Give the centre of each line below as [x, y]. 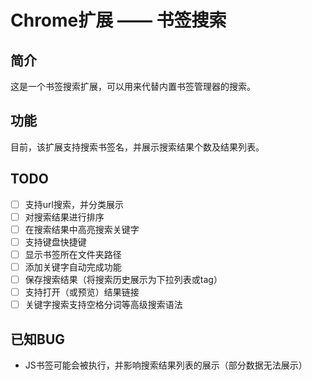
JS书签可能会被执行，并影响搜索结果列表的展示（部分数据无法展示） [166, 365]
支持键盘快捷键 [55, 242]
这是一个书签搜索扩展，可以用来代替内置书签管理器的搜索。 [133, 86]
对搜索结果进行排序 [64, 217]
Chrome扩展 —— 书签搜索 [118, 20]
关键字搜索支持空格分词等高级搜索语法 [103, 305]
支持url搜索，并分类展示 [74, 204]
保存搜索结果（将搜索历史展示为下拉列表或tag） [123, 279]
